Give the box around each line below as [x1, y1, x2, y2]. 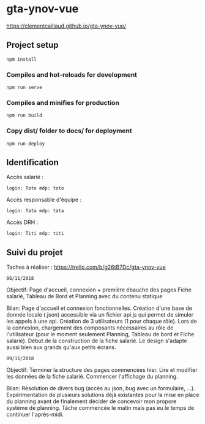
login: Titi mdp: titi [6, 231, 64, 237]
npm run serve [6, 85, 43, 91]
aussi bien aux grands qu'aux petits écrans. [6, 344, 116, 351]
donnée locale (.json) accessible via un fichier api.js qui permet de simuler [6, 311, 194, 318]
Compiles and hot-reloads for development [6, 70, 138, 79]
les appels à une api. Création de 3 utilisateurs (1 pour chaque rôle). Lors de [6, 318, 197, 325]
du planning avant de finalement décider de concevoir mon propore [6, 398, 177, 405]
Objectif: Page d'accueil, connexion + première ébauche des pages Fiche [6, 286, 192, 293]
